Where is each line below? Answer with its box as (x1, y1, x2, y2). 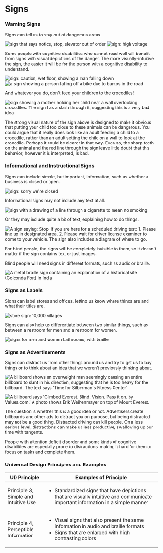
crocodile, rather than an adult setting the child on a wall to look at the (5, 135, 145, 141)
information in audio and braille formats (54, 523, 144, 530)
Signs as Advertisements (5, 349, 66, 356)
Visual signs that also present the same (54, 517, 144, 523)
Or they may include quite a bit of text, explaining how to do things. (5, 216, 139, 222)
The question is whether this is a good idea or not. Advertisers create (5, 409, 144, 414)
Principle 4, (7, 519, 33, 526)
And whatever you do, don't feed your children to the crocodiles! (5, 90, 134, 96)
